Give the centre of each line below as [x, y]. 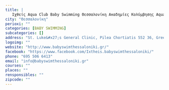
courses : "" [18, 65]
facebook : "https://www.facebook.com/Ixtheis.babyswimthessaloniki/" [80, 51]
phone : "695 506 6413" [29, 56]
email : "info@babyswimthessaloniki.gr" [47, 61]
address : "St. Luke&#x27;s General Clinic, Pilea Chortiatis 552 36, [80, 38]
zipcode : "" [18, 79]
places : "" [17, 70]
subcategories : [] [24, 33]
